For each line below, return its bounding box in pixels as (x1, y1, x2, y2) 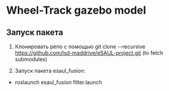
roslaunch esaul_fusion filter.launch (14, 79, 103, 86)
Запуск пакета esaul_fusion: (14, 67, 85, 74)
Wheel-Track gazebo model (6, 4, 146, 17)
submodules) (14, 56, 48, 62)
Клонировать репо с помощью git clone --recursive (14, 43, 146, 50)
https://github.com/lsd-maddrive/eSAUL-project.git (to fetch (14, 49, 164, 57)
